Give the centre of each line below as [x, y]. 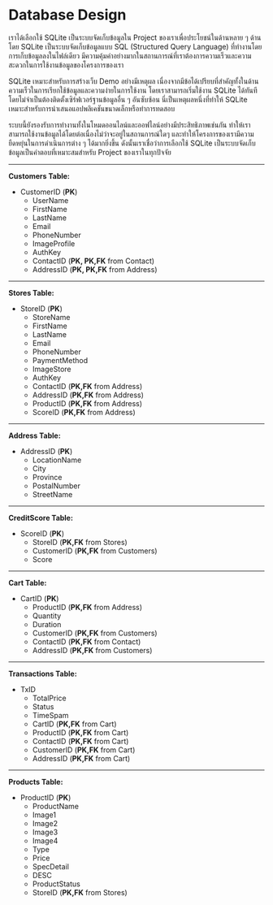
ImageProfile [54, 243]
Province [47, 477]
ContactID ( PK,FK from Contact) [87, 641]
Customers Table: [39, 175]
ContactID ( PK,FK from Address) [87, 386]
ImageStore [52, 369]
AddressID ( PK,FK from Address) [88, 395]
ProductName [56, 806]
